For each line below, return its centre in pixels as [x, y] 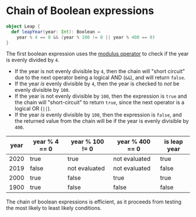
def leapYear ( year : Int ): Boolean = [56, 32]
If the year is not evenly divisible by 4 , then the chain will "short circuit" [100, 71]
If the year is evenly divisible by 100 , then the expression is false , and [98, 115]
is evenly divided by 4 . [33, 60]
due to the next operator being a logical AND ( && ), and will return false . [100, 78]
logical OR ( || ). [33, 109]
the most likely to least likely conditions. [54, 208]
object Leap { [23, 26]
